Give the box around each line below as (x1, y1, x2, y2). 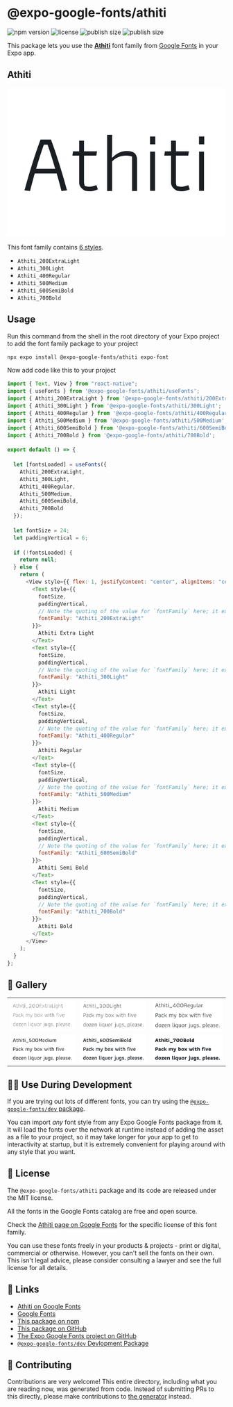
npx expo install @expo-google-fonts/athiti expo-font (7, 353, 169, 361)
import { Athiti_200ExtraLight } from (7, 395, 119, 402)
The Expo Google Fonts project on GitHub (17, 1331, 137, 1340)
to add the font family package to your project (7, 339, 139, 348)
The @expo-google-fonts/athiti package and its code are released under (7, 1186, 217, 1194)
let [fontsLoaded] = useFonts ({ (13, 461, 107, 469)
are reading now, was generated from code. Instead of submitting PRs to (7, 1385, 215, 1393)
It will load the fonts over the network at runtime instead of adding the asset (7, 1125, 224, 1134)
